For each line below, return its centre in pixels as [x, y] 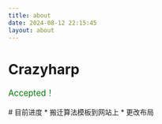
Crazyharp [44, 69]
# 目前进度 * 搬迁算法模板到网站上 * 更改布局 [81, 112]
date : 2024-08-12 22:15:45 [53, 23]
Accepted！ [31, 93]
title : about [30, 15]
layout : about [32, 30]
